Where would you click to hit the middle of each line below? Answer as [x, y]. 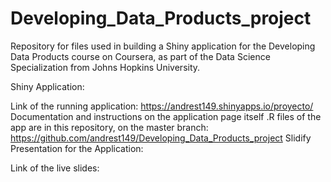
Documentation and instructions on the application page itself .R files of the [166, 116]
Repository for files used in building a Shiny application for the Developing [163, 46]
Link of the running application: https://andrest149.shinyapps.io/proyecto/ [162, 106]
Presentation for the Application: [77, 148]
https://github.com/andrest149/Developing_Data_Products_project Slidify [161, 138]
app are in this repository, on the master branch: [109, 127]
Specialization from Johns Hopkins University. [105, 67]
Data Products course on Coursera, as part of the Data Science [140, 56]
